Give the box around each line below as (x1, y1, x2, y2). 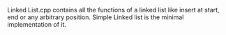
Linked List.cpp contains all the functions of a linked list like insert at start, (7, 6, 220, 14)
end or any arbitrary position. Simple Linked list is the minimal (7, 13, 184, 21)
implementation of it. (7, 21, 67, 28)
